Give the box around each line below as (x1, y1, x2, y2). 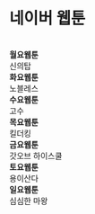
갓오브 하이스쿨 (9, 150, 63, 161)
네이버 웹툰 (9, 8, 86, 29)
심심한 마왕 (9, 195, 48, 206)
